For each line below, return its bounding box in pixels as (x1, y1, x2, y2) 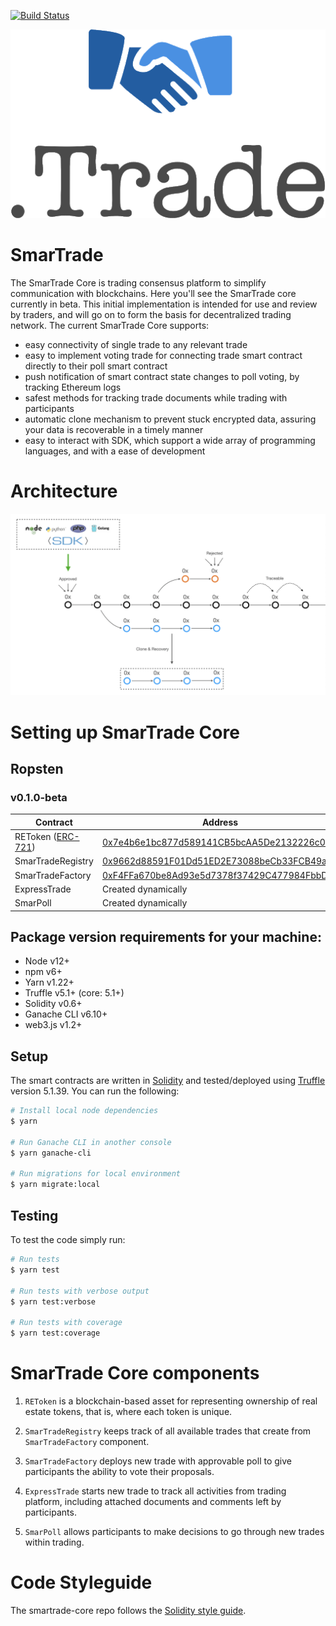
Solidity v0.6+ (24, 998, 83, 1010)
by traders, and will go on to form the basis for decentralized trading (10, 309, 292, 321)
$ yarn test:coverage (10, 1328, 101, 1339)
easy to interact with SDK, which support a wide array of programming (24, 435, 316, 447)
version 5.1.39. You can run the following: (10, 1085, 180, 1097)
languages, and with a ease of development (24, 445, 206, 457)
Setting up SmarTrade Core (10, 721, 240, 744)
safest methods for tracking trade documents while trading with (24, 392, 288, 404)
